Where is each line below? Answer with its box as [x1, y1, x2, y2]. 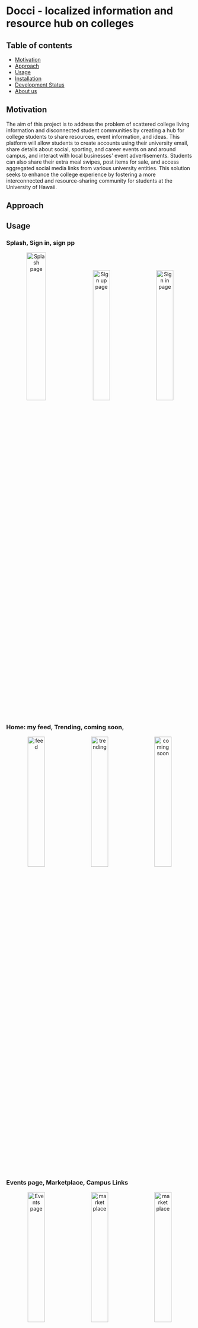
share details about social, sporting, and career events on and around [6, 145, 176, 152]
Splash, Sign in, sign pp [6, 238, 75, 247]
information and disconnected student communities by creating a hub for [6, 126, 185, 134]
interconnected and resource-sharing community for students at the [6, 177, 173, 184]
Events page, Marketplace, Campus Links [6, 1179, 129, 1187]
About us [14, 88, 37, 94]
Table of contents [6, 40, 72, 50]
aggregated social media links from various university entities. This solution [6, 164, 191, 171]
